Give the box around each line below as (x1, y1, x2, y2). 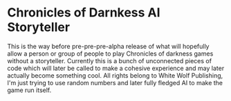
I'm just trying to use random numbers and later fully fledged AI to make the (7, 78, 223, 87)
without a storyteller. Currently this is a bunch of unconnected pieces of (7, 56, 212, 65)
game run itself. (7, 86, 52, 94)
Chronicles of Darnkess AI (7, 5, 160, 21)
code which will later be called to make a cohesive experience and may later (7, 64, 225, 72)
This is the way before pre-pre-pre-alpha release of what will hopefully (7, 42, 210, 50)
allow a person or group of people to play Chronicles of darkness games (7, 49, 214, 58)
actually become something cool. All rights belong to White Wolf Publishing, (7, 71, 223, 80)
